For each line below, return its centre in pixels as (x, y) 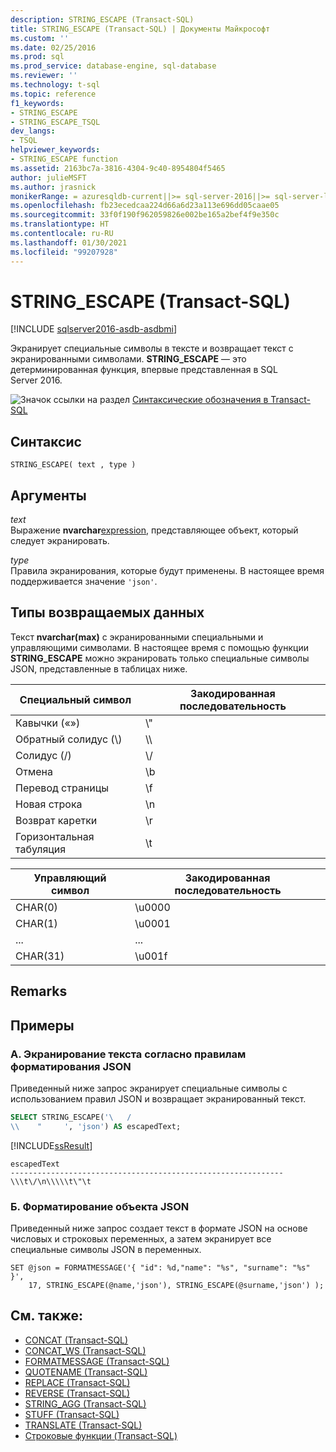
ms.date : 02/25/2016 (53, 47)
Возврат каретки (56, 820)
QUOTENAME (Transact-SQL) (86, 1372)
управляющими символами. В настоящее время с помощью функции (159, 647)
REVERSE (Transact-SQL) (77, 1393)
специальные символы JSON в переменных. (106, 1249)
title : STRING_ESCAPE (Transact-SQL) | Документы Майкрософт (140, 29)
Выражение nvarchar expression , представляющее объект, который (154, 530)
